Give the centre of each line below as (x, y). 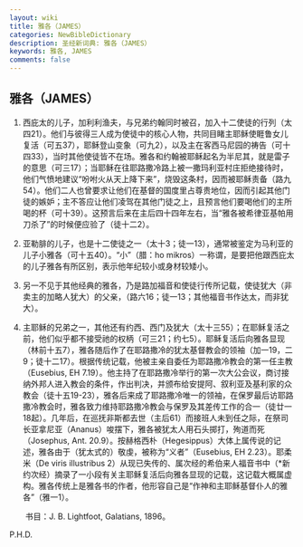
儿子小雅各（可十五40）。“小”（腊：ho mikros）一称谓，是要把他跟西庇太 (158, 254)
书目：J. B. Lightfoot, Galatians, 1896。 (97, 516)
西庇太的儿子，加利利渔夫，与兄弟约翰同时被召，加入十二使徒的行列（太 (157, 122)
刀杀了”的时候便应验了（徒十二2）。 (88, 224)
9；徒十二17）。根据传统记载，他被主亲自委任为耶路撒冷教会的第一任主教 (158, 361)
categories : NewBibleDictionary (70, 34)
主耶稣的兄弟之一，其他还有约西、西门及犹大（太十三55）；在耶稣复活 (152, 327)
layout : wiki (34, 18)
